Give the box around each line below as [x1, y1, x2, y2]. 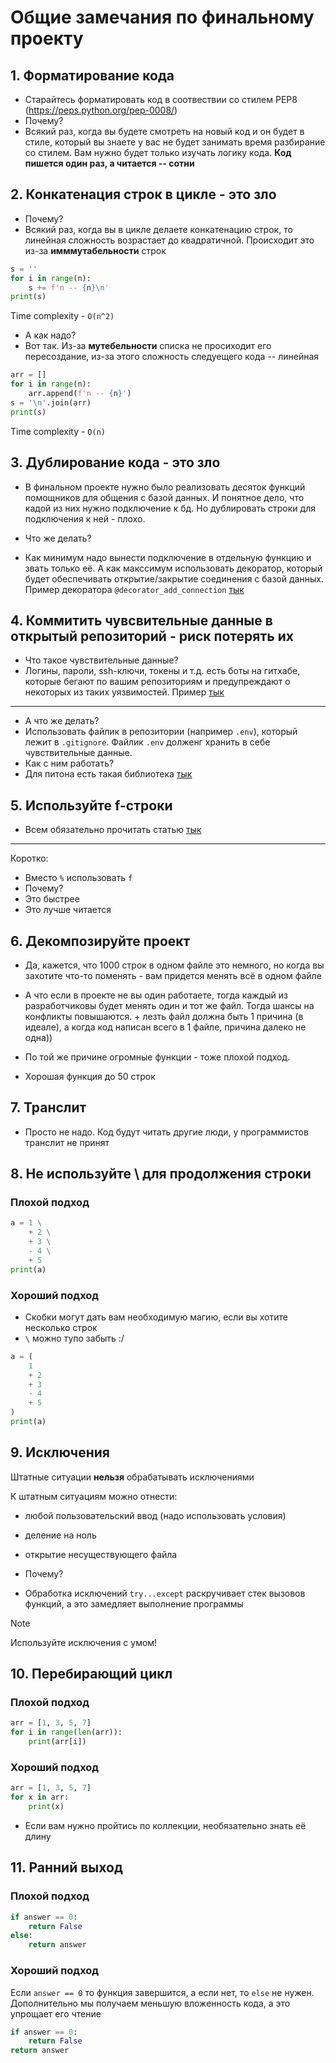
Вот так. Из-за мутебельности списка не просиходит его [24, 340, 272, 352]
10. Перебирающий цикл [10, 1666, 173, 1683]
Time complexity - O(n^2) [10, 310, 115, 322]
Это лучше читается [24, 904, 112, 916]
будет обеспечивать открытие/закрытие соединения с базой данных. [24, 572, 324, 585]
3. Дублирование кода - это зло [10, 454, 221, 471]
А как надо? [24, 329, 77, 341]
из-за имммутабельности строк [24, 244, 167, 256]
